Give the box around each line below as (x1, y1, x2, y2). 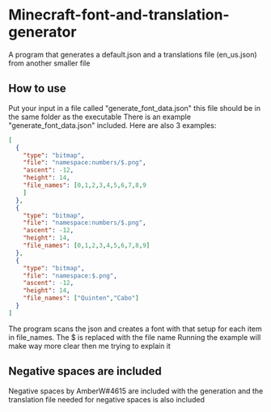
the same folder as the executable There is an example (8, 112, 192, 121)
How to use (8, 82, 66, 96)
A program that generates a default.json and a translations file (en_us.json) (8, 49, 257, 59)
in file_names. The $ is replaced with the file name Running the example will (8, 332, 261, 342)
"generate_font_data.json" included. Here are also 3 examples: (8, 120, 217, 130)
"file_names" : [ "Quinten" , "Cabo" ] (23, 294, 139, 303)
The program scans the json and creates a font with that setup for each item (8, 324, 262, 333)
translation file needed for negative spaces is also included (8, 394, 205, 404)
